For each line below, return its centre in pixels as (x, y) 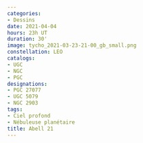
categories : (24, 13)
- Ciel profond (29, 115)
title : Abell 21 (30, 129)
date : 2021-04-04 (32, 26)
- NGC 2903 (23, 103)
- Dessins (21, 20)
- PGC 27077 (24, 90)
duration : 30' (27, 39)
